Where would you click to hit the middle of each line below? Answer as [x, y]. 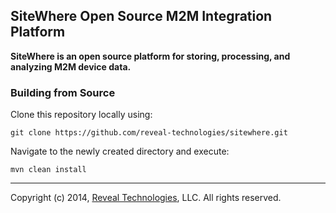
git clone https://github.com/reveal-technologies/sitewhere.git [149, 133]
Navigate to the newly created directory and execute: [120, 151]
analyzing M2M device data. [71, 66]
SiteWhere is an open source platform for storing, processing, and [150, 56]
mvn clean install [48, 170]
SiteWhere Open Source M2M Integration [141, 16]
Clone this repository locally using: [81, 115]
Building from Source [63, 92]
